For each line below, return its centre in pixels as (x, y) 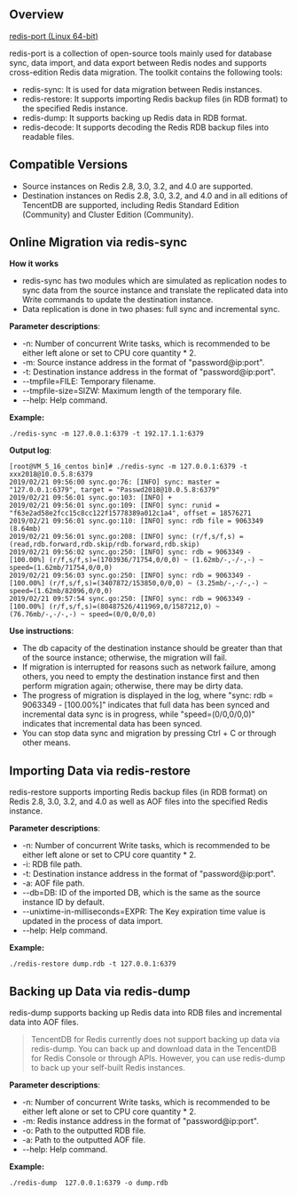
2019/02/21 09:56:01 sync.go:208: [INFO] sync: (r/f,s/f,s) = (126, 537)
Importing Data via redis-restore (100, 771)
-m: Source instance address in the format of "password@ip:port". (143, 363)
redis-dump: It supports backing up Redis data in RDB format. (134, 117)
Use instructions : (41, 631)
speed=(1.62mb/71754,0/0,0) (61, 568)
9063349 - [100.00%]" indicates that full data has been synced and (146, 705)
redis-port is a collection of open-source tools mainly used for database (141, 53)
